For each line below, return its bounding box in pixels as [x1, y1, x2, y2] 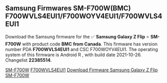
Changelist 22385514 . [5, 57, 52, 63]
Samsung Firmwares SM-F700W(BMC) [5, 4, 131, 13]
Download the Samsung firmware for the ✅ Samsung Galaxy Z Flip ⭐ [5, 33, 150, 39]
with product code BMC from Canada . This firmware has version [22, 40, 158, 47]
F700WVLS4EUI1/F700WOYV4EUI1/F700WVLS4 [5, 12, 163, 21]
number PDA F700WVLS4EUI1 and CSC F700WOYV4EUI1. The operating [5, 46, 158, 52]
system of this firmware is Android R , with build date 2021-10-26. [5, 52, 142, 58]
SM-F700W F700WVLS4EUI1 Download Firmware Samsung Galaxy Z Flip [5, 67, 158, 73]
